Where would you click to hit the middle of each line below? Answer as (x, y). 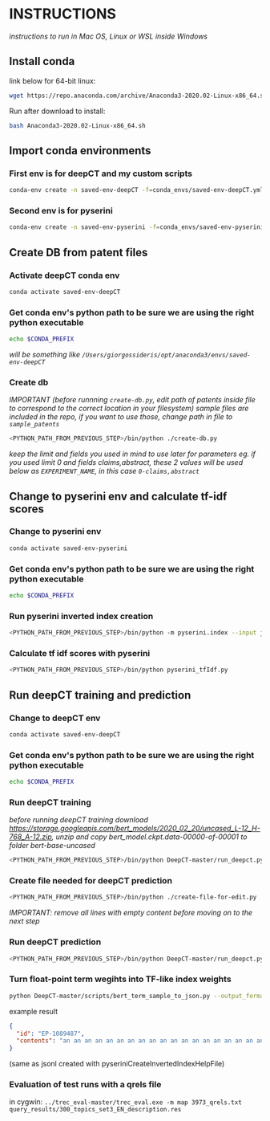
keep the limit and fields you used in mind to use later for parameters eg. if (132, 454)
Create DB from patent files (79, 253)
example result (34, 1011)
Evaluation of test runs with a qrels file (85, 1085)
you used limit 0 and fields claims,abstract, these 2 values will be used (126, 463)
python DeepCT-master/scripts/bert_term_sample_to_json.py (110, 996)
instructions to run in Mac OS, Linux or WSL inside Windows (108, 36)
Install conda (42, 61)
